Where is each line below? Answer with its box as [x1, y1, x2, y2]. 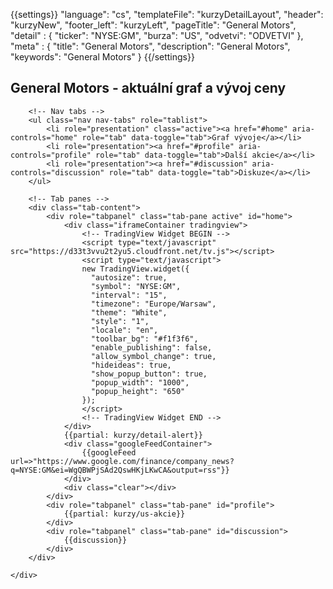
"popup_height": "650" [90, 386, 186, 396]
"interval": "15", [90, 290, 168, 300]
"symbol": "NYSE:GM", [90, 281, 182, 291]
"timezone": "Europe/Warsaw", [90, 299, 217, 309]
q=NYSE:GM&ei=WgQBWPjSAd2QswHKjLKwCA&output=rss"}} [10, 465, 230, 475]
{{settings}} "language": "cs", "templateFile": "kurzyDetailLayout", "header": [10, 9, 324, 20]
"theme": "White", [90, 307, 168, 318]
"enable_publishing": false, [90, 342, 213, 353]
